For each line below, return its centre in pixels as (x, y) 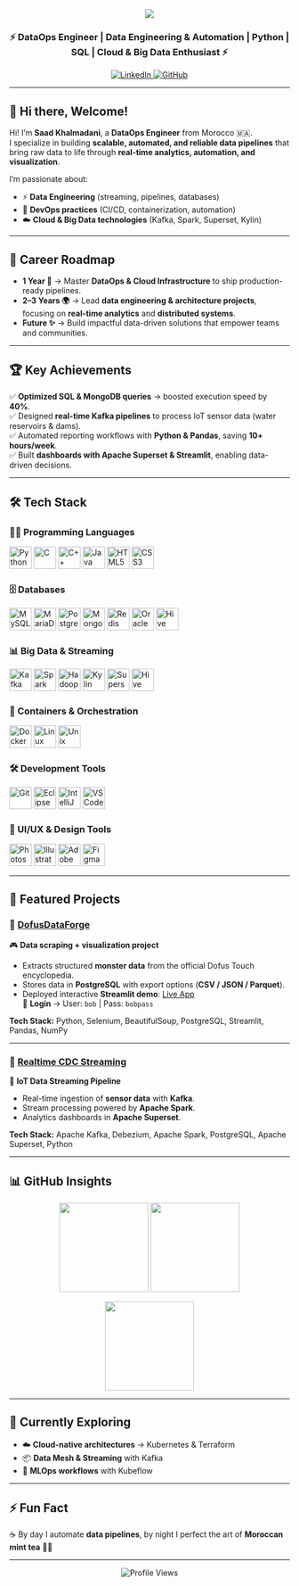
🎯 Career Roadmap (62, 259)
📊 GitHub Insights (61, 1181)
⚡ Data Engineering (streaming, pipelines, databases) (121, 197)
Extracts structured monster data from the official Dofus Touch (138, 965)
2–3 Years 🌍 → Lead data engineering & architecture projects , (139, 300)
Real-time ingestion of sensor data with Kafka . (109, 1098)
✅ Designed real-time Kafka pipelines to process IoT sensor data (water (143, 416)
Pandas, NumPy (39, 1030)
